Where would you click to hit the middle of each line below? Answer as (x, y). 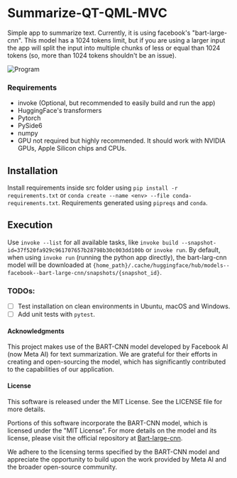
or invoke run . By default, (183, 249)
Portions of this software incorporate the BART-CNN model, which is (108, 423)
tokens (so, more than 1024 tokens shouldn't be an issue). (92, 55)
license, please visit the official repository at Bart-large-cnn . (95, 438)
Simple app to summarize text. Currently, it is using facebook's (99, 33)
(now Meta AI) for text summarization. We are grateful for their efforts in (112, 354)
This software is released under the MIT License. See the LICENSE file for (115, 401)
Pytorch (29, 118)
